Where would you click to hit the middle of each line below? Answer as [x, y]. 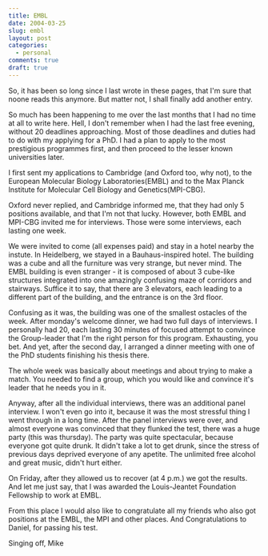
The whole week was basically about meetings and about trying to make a [130, 370]
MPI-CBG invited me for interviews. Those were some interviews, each [125, 222]
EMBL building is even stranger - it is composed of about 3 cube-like [122, 271]
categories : [28, 46]
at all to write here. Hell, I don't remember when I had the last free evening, [132, 123]
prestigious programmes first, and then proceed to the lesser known [121, 148]
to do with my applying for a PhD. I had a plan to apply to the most [117, 140]
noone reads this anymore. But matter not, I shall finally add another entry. [131, 99]
